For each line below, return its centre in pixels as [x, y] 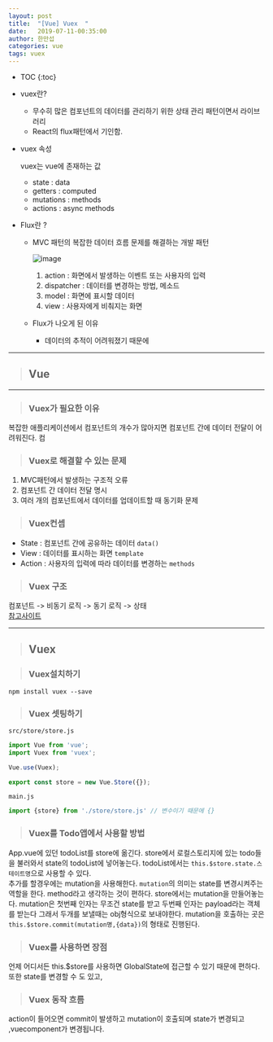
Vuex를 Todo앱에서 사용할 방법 [87, 834]
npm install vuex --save [50, 692]
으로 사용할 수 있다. [61, 873]
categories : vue [36, 46]
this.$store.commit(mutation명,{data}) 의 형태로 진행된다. [104, 924]
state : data [51, 182]
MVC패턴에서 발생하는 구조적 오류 [74, 480]
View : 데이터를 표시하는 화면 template [82, 553]
